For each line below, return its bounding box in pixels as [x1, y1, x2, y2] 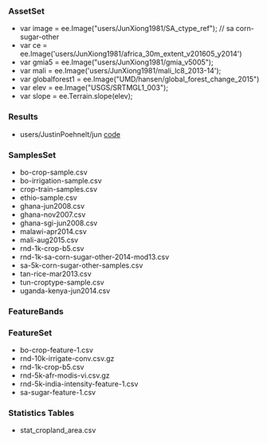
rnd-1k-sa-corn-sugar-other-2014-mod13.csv [19, 252, 170, 261]
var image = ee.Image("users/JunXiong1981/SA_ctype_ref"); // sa [19, 24, 234, 33]
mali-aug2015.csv [19, 235, 79, 245]
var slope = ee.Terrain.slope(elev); [19, 92, 133, 101]
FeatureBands [8, 305, 64, 316]
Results [8, 112, 38, 123]
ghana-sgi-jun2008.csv [19, 218, 98, 228]
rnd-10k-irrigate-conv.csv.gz [19, 354, 115, 363]
